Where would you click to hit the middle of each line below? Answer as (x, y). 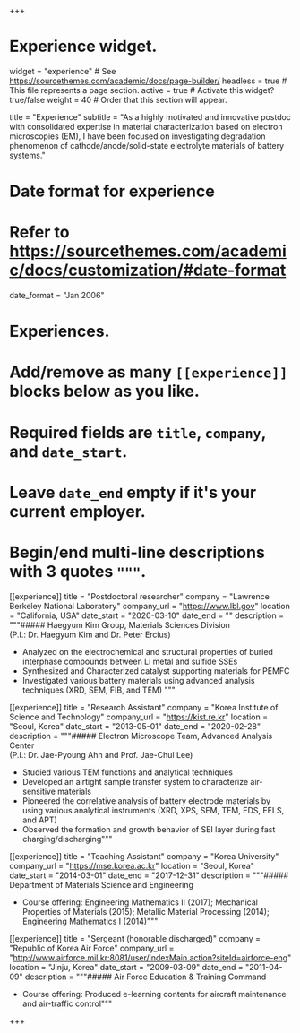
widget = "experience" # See (63, 71)
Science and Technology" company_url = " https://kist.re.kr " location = (139, 717)
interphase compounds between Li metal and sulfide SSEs (130, 661)
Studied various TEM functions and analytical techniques (127, 772)
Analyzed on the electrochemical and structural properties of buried (147, 651)
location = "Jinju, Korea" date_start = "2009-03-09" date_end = (126, 967)
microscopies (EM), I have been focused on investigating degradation (137, 136)
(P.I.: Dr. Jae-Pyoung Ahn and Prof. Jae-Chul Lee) (101, 754)
